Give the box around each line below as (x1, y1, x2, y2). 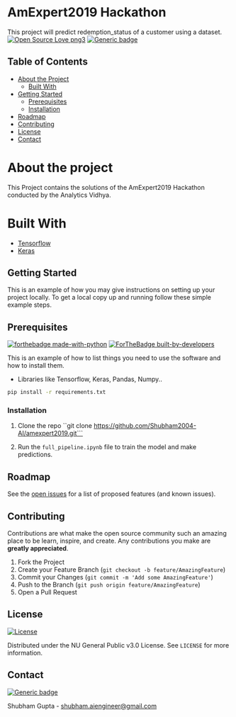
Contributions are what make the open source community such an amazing (7, 529, 227, 538)
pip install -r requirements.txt (7, 389, 106, 396)
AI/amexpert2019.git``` (17, 429, 84, 438)
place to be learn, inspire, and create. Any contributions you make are (7, 536, 211, 546)
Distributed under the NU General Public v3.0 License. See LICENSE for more (7, 640, 230, 649)
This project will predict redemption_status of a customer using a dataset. (7, 28, 223, 36)
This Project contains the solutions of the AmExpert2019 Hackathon (7, 183, 206, 191)
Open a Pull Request (17, 588, 78, 597)
